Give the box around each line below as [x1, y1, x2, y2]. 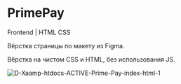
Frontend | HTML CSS [7, 28, 71, 36]
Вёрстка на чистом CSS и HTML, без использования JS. [7, 55, 175, 64]
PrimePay [7, 5, 65, 21]
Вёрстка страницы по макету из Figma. [7, 41, 125, 50]
